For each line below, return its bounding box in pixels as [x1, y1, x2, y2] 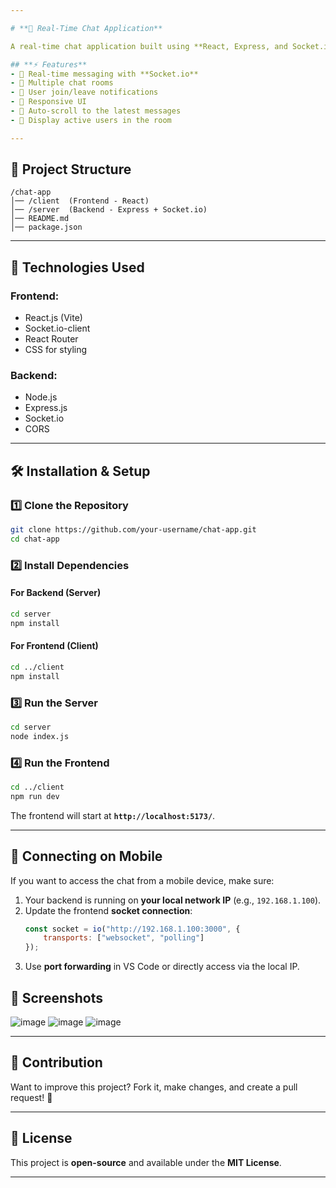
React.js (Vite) [24, 312, 83, 324]
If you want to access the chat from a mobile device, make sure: [10, 874, 275, 886]
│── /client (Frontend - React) [10, 196, 150, 206]
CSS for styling [24, 344, 88, 356]
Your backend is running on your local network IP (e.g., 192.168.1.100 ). [24, 894, 322, 906]
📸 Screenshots [10, 989, 104, 1006]
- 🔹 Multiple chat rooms [10, 78, 114, 88]
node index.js [10, 731, 70, 741]
